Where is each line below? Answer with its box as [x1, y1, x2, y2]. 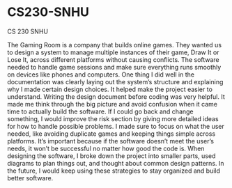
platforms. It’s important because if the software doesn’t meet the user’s [7, 136, 215, 145]
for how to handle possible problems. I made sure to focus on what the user [7, 122, 225, 130]
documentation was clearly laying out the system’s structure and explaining [7, 77, 224, 86]
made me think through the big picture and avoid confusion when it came [7, 100, 218, 108]
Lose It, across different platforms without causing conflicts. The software [7, 55, 219, 63]
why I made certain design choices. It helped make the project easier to [7, 85, 212, 93]
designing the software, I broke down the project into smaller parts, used [7, 151, 216, 160]
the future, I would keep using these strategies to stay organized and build [7, 166, 221, 175]
